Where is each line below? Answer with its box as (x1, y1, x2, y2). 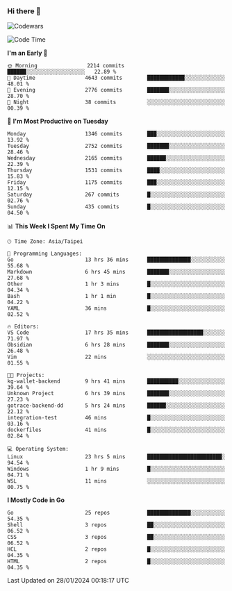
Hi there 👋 (7, 6, 42, 16)
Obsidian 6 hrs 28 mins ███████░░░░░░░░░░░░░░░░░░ (7, 342, 226, 349)
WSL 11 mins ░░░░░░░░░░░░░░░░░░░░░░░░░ (7, 478, 226, 485)
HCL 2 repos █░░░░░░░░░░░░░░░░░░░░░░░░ (7, 546, 226, 553)
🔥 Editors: (7, 323, 40, 331)
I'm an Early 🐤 (7, 49, 48, 58)
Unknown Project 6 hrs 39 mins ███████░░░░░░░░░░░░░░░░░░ (7, 390, 226, 397)
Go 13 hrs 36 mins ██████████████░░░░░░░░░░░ (7, 256, 226, 263)
